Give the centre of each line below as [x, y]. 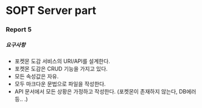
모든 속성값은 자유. [37, 76]
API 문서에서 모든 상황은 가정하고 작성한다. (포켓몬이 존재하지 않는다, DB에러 [105, 92]
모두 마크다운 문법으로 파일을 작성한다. [60, 84]
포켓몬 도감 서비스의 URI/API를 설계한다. [62, 61]
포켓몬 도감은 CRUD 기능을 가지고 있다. [61, 69]
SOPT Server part [51, 11]
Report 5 [19, 30]
